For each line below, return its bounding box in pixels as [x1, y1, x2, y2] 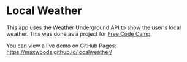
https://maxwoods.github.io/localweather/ [6, 48, 112, 55]
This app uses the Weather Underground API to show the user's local [6, 24, 181, 31]
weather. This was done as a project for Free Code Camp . [6, 30, 152, 37]
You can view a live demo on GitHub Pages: [6, 42, 116, 49]
